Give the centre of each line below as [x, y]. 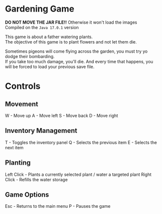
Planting [18, 163]
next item [14, 147]
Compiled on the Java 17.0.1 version [42, 27]
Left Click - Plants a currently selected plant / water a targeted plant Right [78, 174]
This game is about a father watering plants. [49, 37]
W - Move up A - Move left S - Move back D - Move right [62, 115]
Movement [22, 104]
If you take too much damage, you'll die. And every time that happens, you [79, 61]
